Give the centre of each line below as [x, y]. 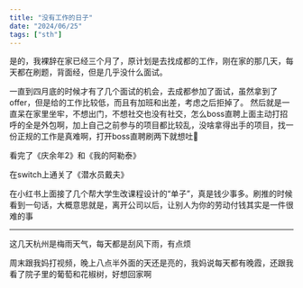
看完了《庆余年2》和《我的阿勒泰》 [75, 156]
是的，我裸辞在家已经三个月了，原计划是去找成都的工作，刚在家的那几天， [147, 61]
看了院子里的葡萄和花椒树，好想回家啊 [80, 274]
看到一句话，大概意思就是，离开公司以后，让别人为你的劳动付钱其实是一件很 [151, 205]
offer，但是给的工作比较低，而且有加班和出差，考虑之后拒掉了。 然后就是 [146, 103]
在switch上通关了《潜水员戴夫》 [69, 175]
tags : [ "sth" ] [36, 34]
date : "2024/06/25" [46, 26]
